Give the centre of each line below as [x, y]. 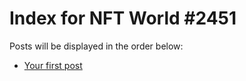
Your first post [53, 65]
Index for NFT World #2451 [123, 18]
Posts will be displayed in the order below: [96, 46]
